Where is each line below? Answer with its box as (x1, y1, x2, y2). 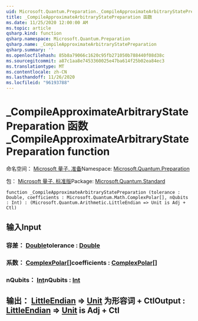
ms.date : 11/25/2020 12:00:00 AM (6, 19, 88, 25)
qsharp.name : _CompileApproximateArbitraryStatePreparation (6, 42, 157, 48)
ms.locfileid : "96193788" (6, 80, 70, 86)
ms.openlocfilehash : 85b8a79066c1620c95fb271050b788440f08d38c (6, 52, 165, 58)
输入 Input (6, 222, 41, 233)
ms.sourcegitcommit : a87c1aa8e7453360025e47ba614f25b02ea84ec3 (6, 58, 165, 64)
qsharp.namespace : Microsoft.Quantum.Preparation (6, 36, 131, 42)
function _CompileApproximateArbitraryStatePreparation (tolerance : (6, 189, 181, 195)
